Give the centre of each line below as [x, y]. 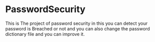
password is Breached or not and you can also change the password [77, 28]
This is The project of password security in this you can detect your [76, 23]
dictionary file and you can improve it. [45, 34]
